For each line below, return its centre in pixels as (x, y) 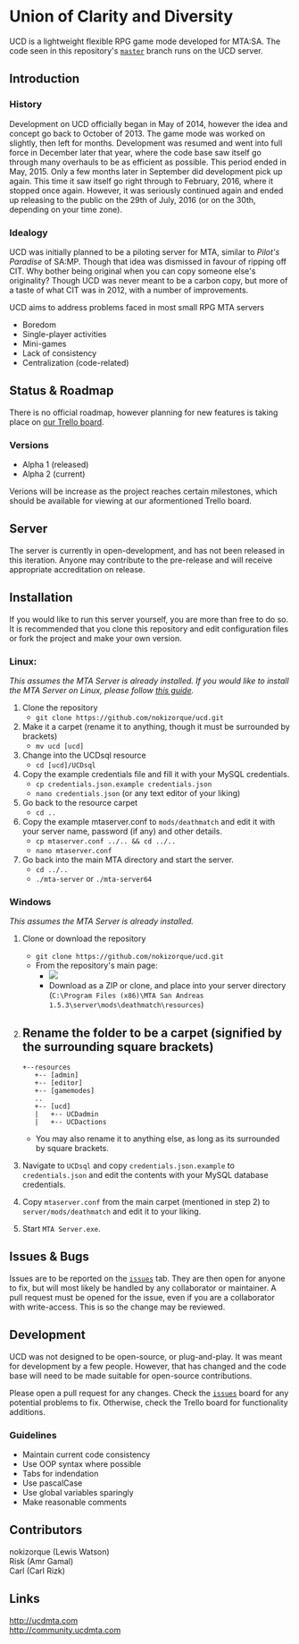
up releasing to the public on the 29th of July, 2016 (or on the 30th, (133, 199)
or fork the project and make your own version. (96, 638)
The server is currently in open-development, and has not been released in (147, 550)
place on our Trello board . (57, 421)
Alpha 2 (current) (54, 474)
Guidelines (33, 1435)
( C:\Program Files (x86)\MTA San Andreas (126, 996)
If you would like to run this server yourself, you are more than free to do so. (149, 619)
